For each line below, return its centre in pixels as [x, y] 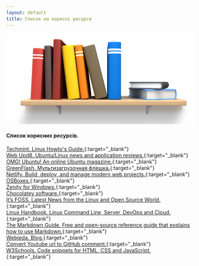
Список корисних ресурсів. [43, 136]
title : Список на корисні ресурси [49, 19]
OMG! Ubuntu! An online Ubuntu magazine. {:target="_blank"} [82, 162]
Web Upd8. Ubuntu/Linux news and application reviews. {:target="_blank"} [97, 155]
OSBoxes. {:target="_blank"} [41, 180]
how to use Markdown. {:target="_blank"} [57, 231]
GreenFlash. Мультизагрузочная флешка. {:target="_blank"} [80, 168]
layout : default [26, 13]
